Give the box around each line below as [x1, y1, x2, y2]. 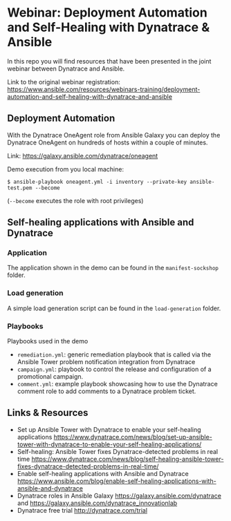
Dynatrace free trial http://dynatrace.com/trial [17, 506, 147, 514]
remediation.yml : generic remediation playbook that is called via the [17, 350, 212, 359]
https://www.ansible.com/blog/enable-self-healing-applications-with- [17, 477, 216, 485]
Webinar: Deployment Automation [7, 5, 207, 21]
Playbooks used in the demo [7, 337, 89, 345]
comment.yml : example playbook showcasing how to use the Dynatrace [17, 380, 218, 388]
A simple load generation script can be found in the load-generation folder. [7, 304, 221, 312]
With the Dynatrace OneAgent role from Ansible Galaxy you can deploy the [7, 131, 221, 139]
